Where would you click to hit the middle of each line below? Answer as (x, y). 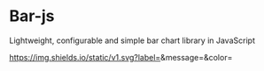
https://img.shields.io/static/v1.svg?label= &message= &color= (121, 57)
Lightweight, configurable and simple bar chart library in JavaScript (132, 40)
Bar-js (32, 16)
